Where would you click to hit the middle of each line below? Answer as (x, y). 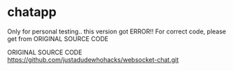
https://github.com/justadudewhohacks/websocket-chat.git (93, 59)
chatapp (32, 12)
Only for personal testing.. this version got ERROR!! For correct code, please (117, 31)
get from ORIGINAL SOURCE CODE (58, 38)
